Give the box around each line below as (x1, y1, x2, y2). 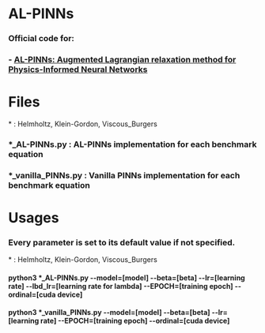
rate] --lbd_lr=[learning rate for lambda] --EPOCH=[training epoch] (8, 281, 233, 290)
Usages (8, 209, 59, 226)
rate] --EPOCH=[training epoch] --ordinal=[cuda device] (40, 316, 230, 326)
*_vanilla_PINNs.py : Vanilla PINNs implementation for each (8, 170, 240, 181)
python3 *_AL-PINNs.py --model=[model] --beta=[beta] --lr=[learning (8, 273, 245, 282)
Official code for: (8, 33, 75, 44)
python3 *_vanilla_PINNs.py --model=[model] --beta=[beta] (8, 308, 211, 317)
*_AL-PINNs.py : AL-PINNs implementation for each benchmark (8, 139, 257, 150)
